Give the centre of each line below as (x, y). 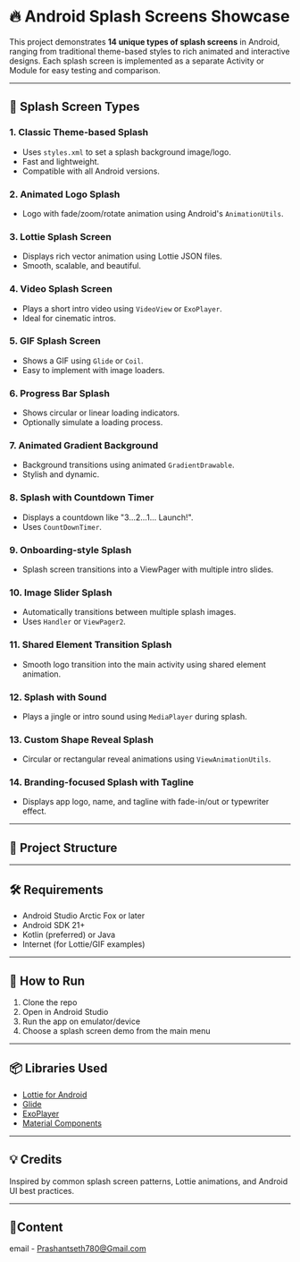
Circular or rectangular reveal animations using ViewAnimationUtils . (146, 759)
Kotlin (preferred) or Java (69, 935)
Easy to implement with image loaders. (93, 370)
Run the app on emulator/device (81, 1021)
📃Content (37, 1227)
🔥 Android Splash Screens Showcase (150, 17)
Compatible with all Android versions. (91, 171)
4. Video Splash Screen (61, 289)
